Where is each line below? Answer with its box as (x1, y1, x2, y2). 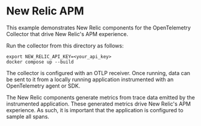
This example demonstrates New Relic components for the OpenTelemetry (6, 24, 191, 31)
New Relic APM (6, 4, 84, 18)
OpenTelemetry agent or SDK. (6, 82, 81, 89)
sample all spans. (6, 113, 49, 120)
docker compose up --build (6, 59, 74, 65)
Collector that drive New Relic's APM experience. (6, 30, 128, 37)
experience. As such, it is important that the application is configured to (6, 106, 184, 113)
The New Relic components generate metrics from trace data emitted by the (6, 94, 196, 101)
